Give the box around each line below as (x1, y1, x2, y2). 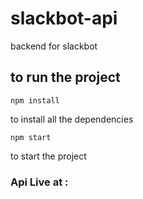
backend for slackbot (10, 40, 98, 52)
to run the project (10, 69, 121, 86)
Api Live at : (10, 175, 69, 189)
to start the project (10, 150, 87, 162)
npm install (10, 95, 60, 106)
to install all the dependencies (10, 113, 134, 125)
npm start (10, 132, 52, 142)
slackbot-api (10, 7, 118, 30)
